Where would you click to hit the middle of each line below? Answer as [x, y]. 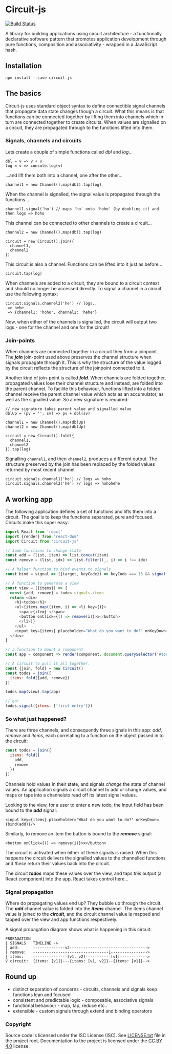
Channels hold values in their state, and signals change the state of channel [85, 784]
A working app [29, 499]
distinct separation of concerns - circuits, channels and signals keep [85, 989]
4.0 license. [17, 1046]
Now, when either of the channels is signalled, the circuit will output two [81, 321]
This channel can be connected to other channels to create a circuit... [79, 223]
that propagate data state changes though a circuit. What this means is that [85, 111]
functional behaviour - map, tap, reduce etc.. [60, 1005]
